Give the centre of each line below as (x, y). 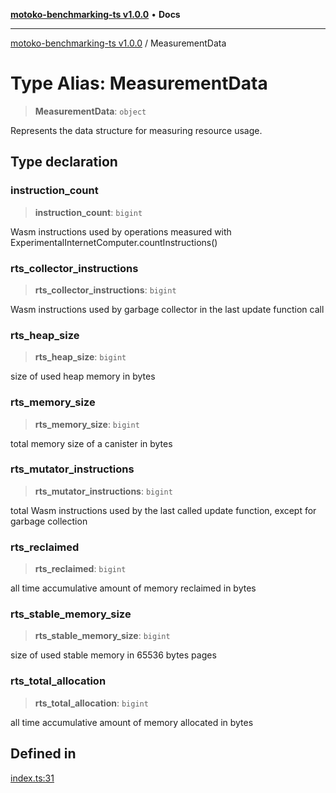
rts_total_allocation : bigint (91, 703)
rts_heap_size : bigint (80, 357)
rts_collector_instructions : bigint (105, 290)
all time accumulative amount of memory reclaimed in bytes (133, 588)
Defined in (43, 754)
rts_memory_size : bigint (87, 424)
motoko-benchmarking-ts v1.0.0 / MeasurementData (118, 43)
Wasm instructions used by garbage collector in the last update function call (167, 309)
